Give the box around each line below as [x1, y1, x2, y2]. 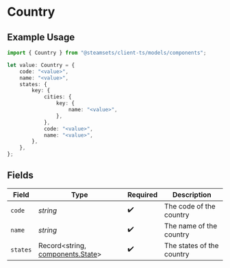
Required [127, 189, 158, 199]
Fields [7, 170, 34, 181]
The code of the [164, 201, 216, 211]
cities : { [43, 94, 72, 100]
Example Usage [7, 31, 75, 43]
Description [172, 189, 212, 199]
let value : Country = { [7, 62, 75, 68]
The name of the [164, 221, 218, 230]
